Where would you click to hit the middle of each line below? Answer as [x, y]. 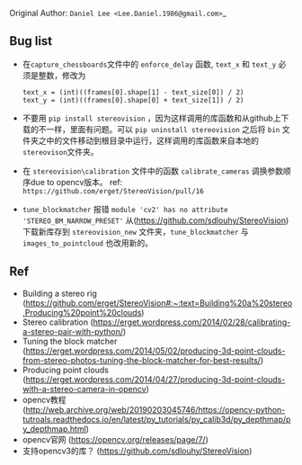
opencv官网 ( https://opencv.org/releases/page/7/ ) [115, 439]
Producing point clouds [66, 370]
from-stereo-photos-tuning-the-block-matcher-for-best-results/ [141, 360]
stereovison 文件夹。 [60, 151]
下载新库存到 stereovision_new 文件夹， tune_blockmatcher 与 [135, 231]
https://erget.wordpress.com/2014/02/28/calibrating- [192, 322]
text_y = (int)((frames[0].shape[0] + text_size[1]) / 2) [133, 100]
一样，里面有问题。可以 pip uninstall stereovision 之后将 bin [163, 129]
